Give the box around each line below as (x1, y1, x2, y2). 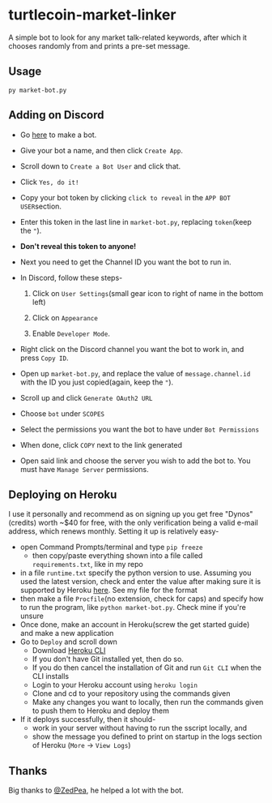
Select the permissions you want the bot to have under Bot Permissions (19, 424, 260, 434)
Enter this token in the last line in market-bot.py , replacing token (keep (19, 217, 253, 226)
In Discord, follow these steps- (19, 273, 123, 282)
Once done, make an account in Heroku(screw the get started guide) (19, 620, 250, 629)
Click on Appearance (32, 312, 99, 322)
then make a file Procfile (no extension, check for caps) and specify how (19, 594, 264, 603)
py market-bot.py (8, 86, 67, 94)
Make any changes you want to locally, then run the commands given (32, 698, 264, 707)
